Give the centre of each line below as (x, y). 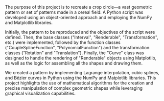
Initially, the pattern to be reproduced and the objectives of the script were (80, 32)
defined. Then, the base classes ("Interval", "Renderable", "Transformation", (82, 37)
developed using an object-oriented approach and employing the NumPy (79, 17)
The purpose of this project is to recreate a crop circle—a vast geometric (79, 7)
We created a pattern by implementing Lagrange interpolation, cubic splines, (82, 72)
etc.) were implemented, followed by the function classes (63, 42)
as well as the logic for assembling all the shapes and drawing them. (74, 63)
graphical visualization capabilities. (40, 93)
